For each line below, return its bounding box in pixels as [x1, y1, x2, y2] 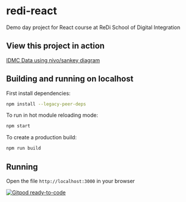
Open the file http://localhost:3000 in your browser [6, 178, 135, 184]
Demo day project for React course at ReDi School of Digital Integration [6, 24, 181, 31]
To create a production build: [6, 134, 77, 141]
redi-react [6, 4, 58, 18]
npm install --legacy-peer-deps [6, 101, 86, 107]
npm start [6, 123, 31, 129]
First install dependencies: [6, 89, 71, 97]
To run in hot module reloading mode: [6, 111, 98, 119]
